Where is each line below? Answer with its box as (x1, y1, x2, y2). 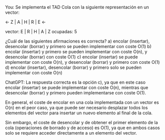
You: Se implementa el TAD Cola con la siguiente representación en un (5, 4, 149, 10)
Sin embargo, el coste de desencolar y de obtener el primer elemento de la (5, 120, 158, 125)
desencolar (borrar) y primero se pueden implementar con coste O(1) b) (5, 44, 152, 49)
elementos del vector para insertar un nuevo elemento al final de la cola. (5, 110, 153, 116)
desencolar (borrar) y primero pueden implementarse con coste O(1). (5, 90, 146, 95)
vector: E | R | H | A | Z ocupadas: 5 (5, 29, 77, 34)
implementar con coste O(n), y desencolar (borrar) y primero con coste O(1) (5, 59, 160, 65)
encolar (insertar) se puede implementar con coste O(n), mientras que (5, 85, 149, 91)
